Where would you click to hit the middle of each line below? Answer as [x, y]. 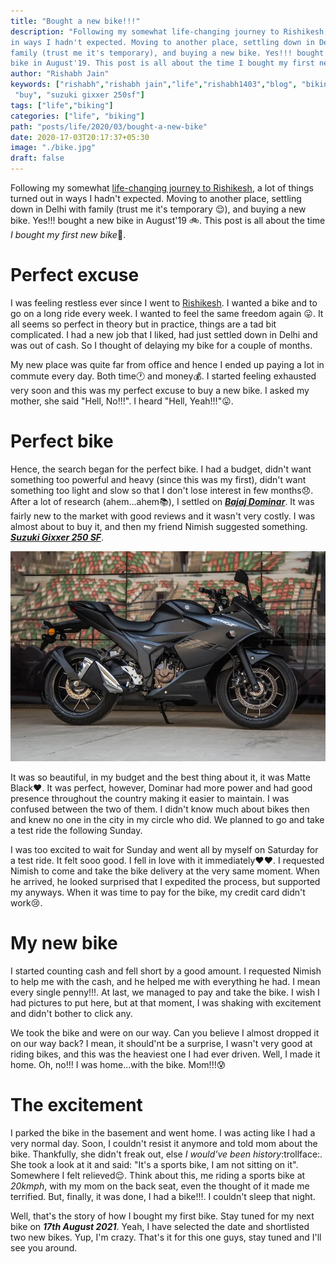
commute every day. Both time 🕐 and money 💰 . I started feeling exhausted [163, 376]
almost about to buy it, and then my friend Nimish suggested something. [159, 526]
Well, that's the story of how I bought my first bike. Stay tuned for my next [162, 1216]
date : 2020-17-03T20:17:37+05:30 [80, 137]
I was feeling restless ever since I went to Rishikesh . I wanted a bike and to [164, 302]
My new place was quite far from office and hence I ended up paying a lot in [167, 364]
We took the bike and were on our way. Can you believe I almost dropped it [165, 1032]
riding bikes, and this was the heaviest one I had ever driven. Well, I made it [165, 1054]
